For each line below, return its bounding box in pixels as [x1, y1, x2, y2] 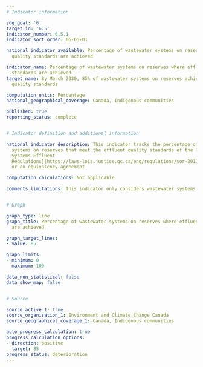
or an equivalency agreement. [11, 164, 88, 170]
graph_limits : [6, 252, 42, 258]
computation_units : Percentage [6, 92, 85, 98]
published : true [6, 108, 47, 115]
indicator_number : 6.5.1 [6, 31, 69, 37]
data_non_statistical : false [6, 274, 80, 280]
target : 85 [11, 346, 39, 352]
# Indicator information [6, 8, 69, 15]
